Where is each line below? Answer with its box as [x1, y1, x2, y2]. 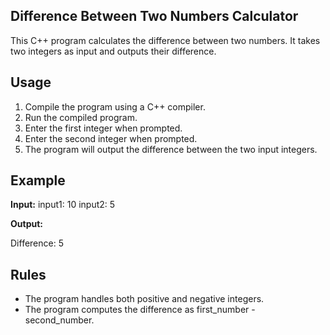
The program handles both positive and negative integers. [24, 293, 265, 305]
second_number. [24, 314, 95, 326]
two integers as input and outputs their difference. [10, 45, 217, 57]
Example [10, 172, 66, 189]
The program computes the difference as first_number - [24, 304, 256, 316]
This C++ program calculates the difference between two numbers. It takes [10, 34, 321, 46]
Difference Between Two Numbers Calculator [10, 8, 299, 25]
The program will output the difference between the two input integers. [24, 143, 318, 155]
